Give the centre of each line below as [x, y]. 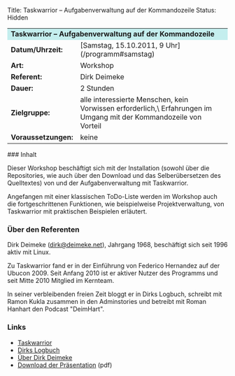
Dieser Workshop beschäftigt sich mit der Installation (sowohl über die [108, 168]
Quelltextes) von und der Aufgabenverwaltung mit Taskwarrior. [98, 183]
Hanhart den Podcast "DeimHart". [56, 309]
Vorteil [91, 126]
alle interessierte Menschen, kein [134, 99]
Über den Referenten [43, 229]
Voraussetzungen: [42, 137]
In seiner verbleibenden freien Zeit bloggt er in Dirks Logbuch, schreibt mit [115, 294]
